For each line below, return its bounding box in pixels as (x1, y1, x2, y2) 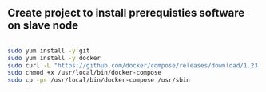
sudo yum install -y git (7, 47, 90, 55)
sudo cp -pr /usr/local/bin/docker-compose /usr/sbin (7, 76, 191, 84)
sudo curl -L (7, 61, 51, 70)
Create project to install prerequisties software (7, 6, 245, 20)
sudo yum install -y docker (7, 54, 101, 62)
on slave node (7, 19, 79, 33)
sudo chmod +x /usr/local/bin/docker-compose (7, 69, 161, 77)
